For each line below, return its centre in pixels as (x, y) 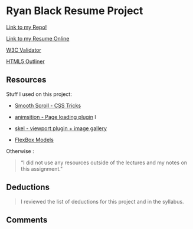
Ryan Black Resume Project (75, 11)
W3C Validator (24, 50)
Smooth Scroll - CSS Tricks (48, 105)
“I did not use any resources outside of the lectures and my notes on (104, 162)
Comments (27, 220)
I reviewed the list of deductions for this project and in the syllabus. (102, 201)
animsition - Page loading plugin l (55, 117)
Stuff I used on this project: (39, 94)
